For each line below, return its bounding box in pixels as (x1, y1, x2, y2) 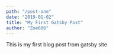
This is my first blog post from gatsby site (6, 41, 108, 48)
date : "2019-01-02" (6, 14, 54, 20)
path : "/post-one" (6, 8, 51, 15)
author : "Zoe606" (6, 25, 49, 31)
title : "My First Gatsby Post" (6, 19, 83, 25)
